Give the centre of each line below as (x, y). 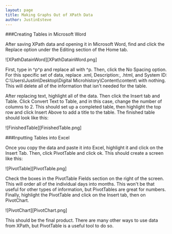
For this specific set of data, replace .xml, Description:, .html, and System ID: (86, 75)
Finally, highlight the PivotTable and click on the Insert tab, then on (76, 195)
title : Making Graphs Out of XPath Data (49, 15)
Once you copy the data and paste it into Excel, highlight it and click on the (84, 148)
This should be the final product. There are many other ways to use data (82, 220)
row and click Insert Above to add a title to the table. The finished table (80, 112)
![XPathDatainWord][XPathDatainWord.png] (51, 60)
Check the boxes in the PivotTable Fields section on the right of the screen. (85, 178)
